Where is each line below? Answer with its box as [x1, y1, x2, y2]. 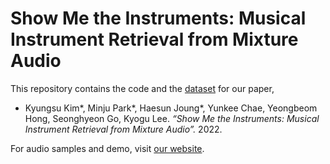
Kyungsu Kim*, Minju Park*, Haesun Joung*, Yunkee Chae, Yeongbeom [24, 102, 318, 114]
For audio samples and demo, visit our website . [10, 142, 205, 154]
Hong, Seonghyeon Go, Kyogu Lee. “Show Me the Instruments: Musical [24, 112, 320, 124]
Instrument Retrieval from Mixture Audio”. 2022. [24, 123, 223, 135]
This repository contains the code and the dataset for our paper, [10, 82, 275, 94]
